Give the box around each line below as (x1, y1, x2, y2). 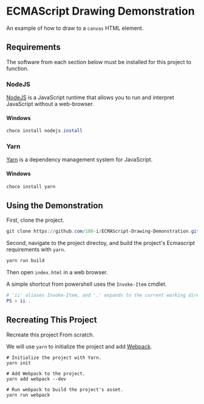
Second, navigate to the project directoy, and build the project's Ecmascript (6, 239, 195, 247)
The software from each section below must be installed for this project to (6, 58, 192, 65)
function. (6, 65, 29, 72)
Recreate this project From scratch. (6, 331, 95, 338)
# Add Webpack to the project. (6, 370, 86, 377)
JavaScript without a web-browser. (6, 101, 94, 108)
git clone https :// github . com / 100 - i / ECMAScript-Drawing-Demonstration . (6, 229, 191, 235)
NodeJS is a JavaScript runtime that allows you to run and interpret (6, 94, 174, 101)
